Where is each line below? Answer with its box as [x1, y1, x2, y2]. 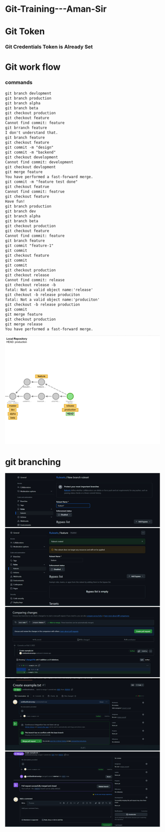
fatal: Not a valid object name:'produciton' [5, 297, 100, 302]
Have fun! [5, 199, 26, 204]
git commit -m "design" [5, 145, 54, 150]
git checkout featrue [5, 184, 50, 189]
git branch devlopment [5, 91, 52, 96]
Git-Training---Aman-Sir [5, 3, 107, 15]
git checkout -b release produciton [5, 292, 80, 297]
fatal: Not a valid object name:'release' [5, 287, 93, 292]
